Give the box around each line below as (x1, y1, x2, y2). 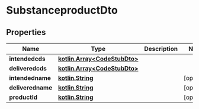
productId (9, 93, 37, 101)
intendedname (9, 74, 52, 82)
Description (144, 45, 178, 53)
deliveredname (9, 84, 53, 92)
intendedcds (9, 54, 46, 63)
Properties (6, 27, 46, 37)
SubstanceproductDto (6, 4, 118, 17)
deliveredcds (9, 65, 47, 72)
